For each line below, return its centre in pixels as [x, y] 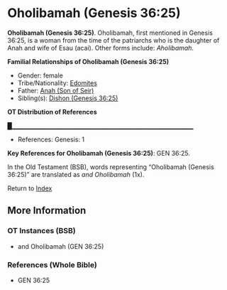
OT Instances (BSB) [41, 231]
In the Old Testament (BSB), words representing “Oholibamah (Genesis [111, 167]
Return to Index [30, 188]
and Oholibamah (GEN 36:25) [61, 246]
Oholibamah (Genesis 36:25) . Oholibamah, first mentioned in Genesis [110, 33]
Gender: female [40, 75]
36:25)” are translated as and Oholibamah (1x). [76, 174]
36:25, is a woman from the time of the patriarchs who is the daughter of [113, 40]
